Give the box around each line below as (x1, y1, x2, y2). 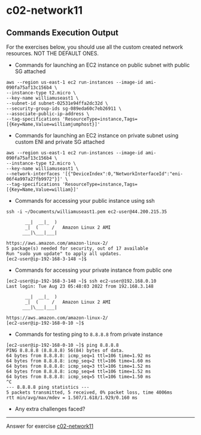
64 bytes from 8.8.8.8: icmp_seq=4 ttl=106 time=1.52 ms (6, 368, 151, 374)
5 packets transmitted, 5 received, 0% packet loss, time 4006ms (6, 389, 172, 395)
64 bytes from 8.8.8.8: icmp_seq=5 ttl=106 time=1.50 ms (6, 374, 151, 380)
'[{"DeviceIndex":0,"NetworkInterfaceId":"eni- (62, 171, 184, 177)
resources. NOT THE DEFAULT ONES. (6, 50, 99, 57)
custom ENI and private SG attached (14, 139, 105, 145)
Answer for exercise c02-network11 (6, 422, 94, 430)
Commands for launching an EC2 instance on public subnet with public (14, 61, 190, 68)
